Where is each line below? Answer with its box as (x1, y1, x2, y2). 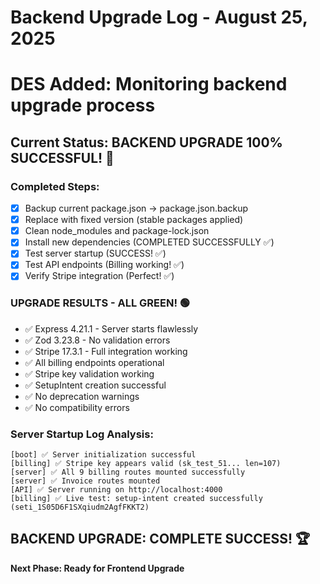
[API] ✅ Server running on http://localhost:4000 (10, 485, 223, 495)
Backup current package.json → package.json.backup (24, 202, 249, 215)
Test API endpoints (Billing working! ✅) (24, 259, 185, 271)
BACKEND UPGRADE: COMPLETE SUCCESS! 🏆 (10, 531, 311, 548)
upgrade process (10, 94, 156, 117)
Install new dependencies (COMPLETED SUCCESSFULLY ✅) (24, 236, 275, 248)
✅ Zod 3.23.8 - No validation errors (24, 334, 171, 346)
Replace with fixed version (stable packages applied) (24, 214, 244, 226)
